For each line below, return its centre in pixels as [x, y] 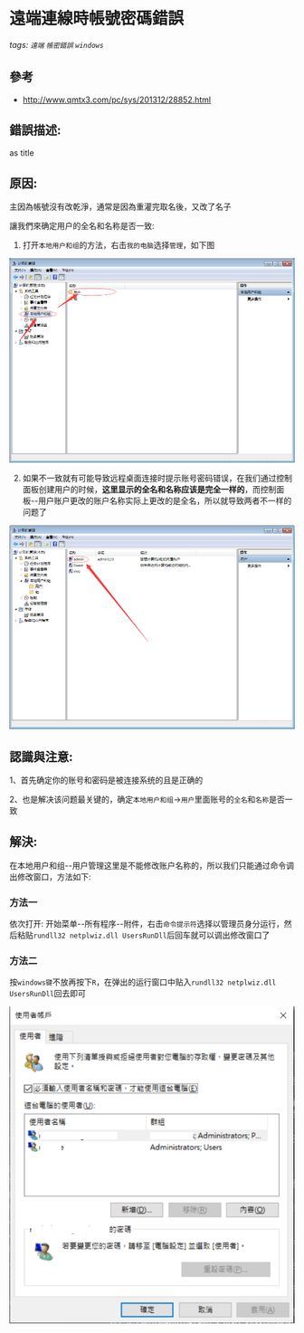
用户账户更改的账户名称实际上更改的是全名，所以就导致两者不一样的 [165, 500]
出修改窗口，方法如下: [51, 876]
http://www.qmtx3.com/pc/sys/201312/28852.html [116, 100]
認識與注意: [42, 757]
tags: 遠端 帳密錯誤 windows [57, 44]
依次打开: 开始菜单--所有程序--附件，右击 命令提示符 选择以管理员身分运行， [147, 924]
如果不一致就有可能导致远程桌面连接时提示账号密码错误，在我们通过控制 [157, 478]
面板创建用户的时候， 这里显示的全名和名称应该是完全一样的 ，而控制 [149, 489]
